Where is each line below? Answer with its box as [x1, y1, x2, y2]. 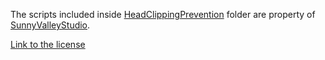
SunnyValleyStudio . [10, 19, 91, 31]
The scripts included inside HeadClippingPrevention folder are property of [10, 9, 316, 20]
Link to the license [10, 39, 86, 50]
